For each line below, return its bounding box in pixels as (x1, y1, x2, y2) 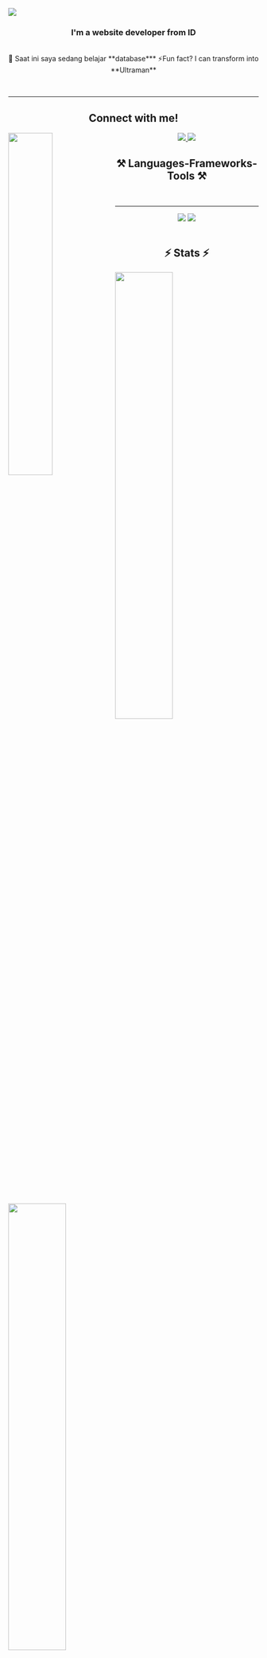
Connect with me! (88, 111, 179, 125)
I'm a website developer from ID (71, 26, 196, 37)
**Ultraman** (110, 65, 157, 75)
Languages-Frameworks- (128, 156, 258, 170)
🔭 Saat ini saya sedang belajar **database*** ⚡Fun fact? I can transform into (8, 54, 259, 64)
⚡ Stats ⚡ (164, 247, 210, 260)
